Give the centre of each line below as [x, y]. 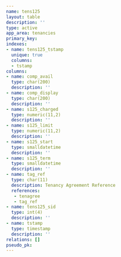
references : [26, 190]
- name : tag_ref [26, 175]
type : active [22, 28]
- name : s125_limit [30, 126]
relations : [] [23, 239]
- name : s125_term [28, 158]
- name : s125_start [30, 142]
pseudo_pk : [19, 245]
